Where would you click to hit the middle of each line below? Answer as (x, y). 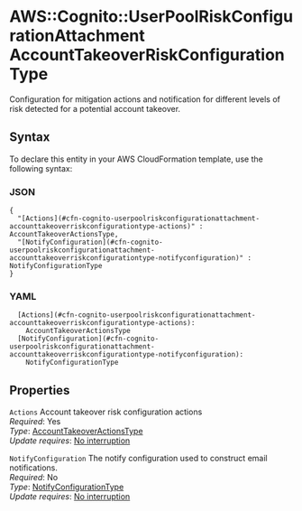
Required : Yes (35, 422)
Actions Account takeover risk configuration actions (106, 412)
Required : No (34, 478)
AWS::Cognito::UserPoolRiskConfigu (151, 17)
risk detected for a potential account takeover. (95, 108)
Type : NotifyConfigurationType (67, 487)
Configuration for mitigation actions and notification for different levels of (145, 99)
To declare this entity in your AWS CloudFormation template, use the (136, 159)
